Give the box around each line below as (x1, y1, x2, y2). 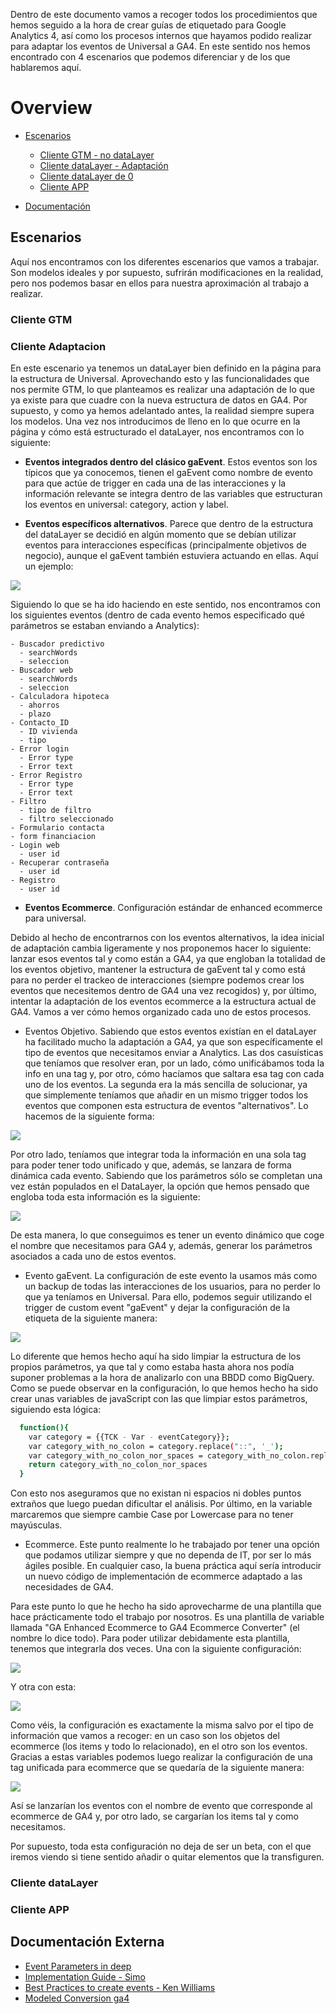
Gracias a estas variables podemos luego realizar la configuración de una (10, 1751, 313, 1763)
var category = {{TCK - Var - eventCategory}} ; (28, 1432, 230, 1442)
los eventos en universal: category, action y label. (24, 498, 229, 510)
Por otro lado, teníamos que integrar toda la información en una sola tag (10, 1148, 307, 1160)
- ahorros (19, 700, 60, 710)
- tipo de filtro (19, 805, 92, 815)
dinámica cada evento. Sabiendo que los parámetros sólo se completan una (10, 1169, 323, 1181)
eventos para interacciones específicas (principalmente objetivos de (24, 539, 307, 551)
